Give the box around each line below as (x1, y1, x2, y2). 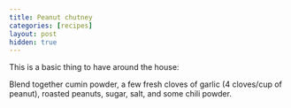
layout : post (9, 29, 57, 38)
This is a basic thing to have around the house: (9, 62, 180, 73)
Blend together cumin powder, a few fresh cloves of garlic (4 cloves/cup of (9, 79, 283, 89)
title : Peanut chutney (9, 12, 93, 22)
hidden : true (9, 37, 57, 47)
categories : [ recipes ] (9, 21, 93, 30)
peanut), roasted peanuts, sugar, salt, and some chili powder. (9, 89, 233, 99)
